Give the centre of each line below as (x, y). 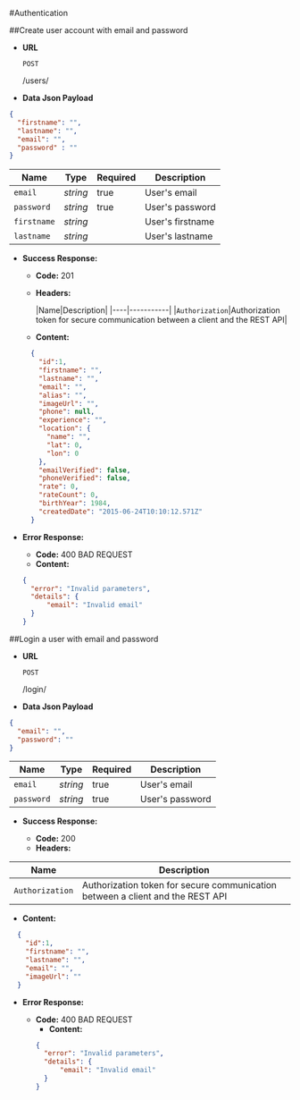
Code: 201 (54, 275)
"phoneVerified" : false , (85, 478)
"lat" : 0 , (64, 445)
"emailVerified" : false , (85, 470)
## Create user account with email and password (99, 30)
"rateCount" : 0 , (69, 495)
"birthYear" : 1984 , (75, 503)
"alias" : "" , (63, 395)
